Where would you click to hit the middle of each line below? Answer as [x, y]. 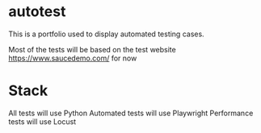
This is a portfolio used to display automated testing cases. [106, 34]
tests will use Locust [42, 121]
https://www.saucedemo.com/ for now [73, 58]
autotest [37, 12]
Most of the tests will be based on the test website [92, 49]
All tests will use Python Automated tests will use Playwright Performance [131, 113]
